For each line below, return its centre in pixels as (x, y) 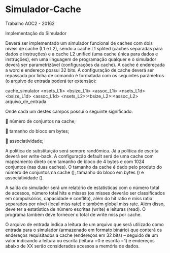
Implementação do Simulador (36, 33)
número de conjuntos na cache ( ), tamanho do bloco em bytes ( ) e (75, 172)
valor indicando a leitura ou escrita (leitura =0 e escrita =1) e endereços (80, 240)
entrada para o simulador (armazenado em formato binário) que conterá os (84, 230)
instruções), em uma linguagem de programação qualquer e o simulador (81, 59)
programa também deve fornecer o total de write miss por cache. (74, 214)
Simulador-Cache (43, 9)
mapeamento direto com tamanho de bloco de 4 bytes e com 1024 (75, 162)
